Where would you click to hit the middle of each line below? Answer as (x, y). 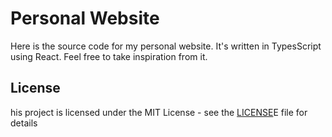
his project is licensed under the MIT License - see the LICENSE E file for (159, 112)
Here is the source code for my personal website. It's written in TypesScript (166, 46)
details (24, 123)
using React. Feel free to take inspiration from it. (109, 56)
